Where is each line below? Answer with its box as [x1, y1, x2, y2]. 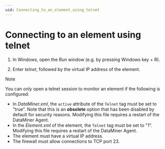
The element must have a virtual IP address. [12, 133, 104, 139]
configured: [5, 91, 29, 97]
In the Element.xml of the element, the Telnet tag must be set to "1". [12, 122, 152, 128]
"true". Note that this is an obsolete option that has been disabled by [12, 106, 154, 112]
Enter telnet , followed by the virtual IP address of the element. [12, 66, 140, 72]
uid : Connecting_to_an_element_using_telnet [5, 7, 100, 13]
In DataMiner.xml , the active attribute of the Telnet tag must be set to [12, 101, 157, 107]
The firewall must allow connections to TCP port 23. [12, 138, 120, 144]
